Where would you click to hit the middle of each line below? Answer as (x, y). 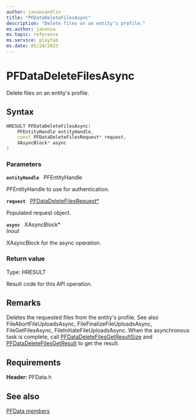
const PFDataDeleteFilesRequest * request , (72, 138)
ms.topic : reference (33, 35)
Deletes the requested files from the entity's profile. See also (82, 318)
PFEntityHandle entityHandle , (56, 131)
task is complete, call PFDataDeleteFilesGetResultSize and (79, 337)
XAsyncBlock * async (42, 143)
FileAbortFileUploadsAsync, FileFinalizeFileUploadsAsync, (79, 324)
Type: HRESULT (26, 272)
